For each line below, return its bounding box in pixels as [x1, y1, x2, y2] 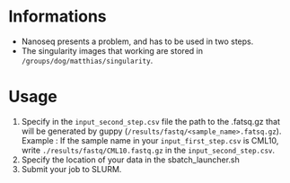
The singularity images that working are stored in [21, 45, 204, 56]
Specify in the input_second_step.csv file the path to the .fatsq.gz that [21, 116, 280, 126]
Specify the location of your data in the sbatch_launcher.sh [21, 154, 240, 165]
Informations [8, 6, 107, 27]
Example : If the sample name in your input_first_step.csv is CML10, [21, 135, 279, 145]
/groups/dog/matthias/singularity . [21, 55, 154, 65]
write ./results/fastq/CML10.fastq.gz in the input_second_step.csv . [21, 144, 276, 155]
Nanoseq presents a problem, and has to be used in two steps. [21, 36, 254, 47]
